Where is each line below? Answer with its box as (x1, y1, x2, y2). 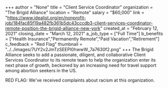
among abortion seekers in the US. (5, 68, 77, 74)
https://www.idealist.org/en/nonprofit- (7, 15, 86, 20)
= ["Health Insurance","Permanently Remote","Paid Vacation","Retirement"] (5, 36, 159, 42)
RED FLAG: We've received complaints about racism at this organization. (5, 77, 155, 83)
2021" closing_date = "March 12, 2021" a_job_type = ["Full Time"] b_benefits (5, 31, 163, 36)
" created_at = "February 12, (100, 25, 159, 31)
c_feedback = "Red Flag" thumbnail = (5, 41, 83, 47)
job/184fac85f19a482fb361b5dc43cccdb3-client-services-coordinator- (5, 20, 153, 26)
